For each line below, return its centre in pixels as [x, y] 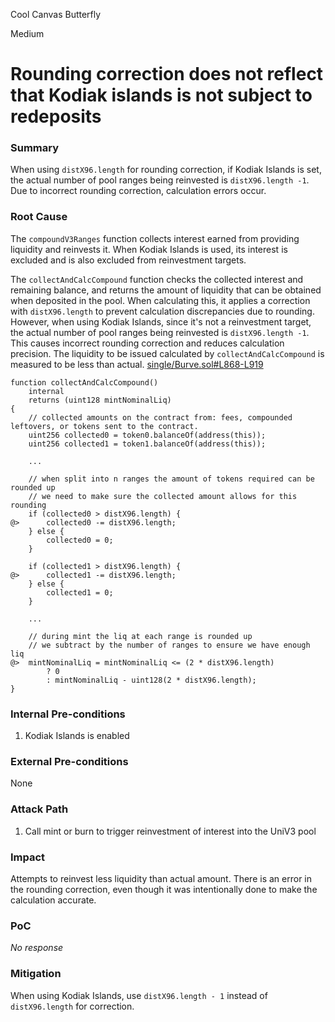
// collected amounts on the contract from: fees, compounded [160, 417]
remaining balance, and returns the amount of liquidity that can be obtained [166, 290]
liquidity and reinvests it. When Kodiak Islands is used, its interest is [149, 249]
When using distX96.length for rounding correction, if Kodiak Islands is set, [166, 170]
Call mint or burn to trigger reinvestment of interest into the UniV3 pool [170, 831]
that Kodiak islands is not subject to [161, 95]
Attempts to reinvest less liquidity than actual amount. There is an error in [161, 878]
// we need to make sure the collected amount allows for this [163, 496]
